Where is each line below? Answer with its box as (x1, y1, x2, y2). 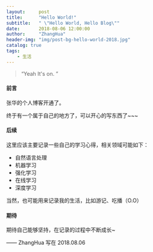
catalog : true (6, 43, 42, 49)
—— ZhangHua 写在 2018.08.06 (6, 239, 86, 247)
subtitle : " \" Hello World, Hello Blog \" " (6, 20, 120, 26)
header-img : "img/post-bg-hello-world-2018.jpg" (6, 37, 131, 43)
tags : (6, 48, 20, 54)
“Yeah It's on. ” (20, 70, 58, 77)
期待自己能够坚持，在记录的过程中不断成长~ (6, 226, 116, 233)
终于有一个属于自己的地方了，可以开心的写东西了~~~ (6, 112, 139, 119)
